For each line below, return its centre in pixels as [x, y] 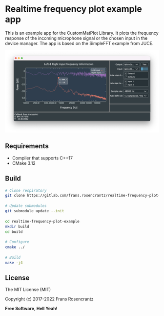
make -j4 [14, 263]
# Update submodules [26, 206]
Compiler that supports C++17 [42, 158]
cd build [14, 232]
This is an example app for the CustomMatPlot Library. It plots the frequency [82, 33]
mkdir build [17, 226]
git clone [15, 196]
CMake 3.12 [24, 163]
